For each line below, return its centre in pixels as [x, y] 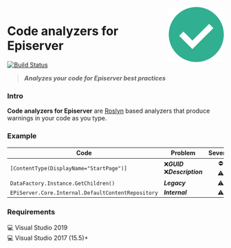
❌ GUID [174, 164]
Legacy [175, 183]
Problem [183, 153]
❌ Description [183, 172]
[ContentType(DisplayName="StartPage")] [69, 169]
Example [22, 136]
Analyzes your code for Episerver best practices [95, 78]
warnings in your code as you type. [57, 118]
